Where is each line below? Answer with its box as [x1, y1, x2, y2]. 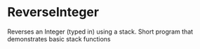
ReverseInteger [7, 4, 100, 20]
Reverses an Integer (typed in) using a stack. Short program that [7, 27, 194, 36]
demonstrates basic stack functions [7, 34, 111, 43]
